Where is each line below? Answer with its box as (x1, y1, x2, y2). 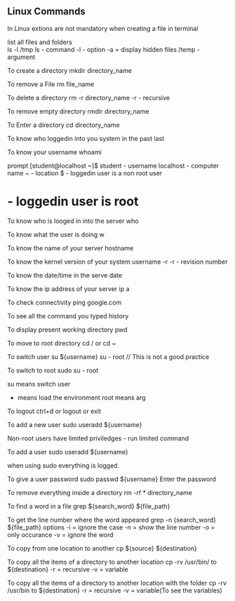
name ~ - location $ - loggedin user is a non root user (7, 168, 163, 177)
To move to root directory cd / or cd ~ (7, 339, 116, 347)
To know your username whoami (7, 147, 102, 156)
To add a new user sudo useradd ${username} (7, 420, 142, 428)
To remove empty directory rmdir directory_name (7, 107, 149, 115)
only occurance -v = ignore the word (7, 530, 114, 539)
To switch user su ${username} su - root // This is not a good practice (7, 352, 210, 360)
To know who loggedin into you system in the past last (7, 134, 165, 142)
